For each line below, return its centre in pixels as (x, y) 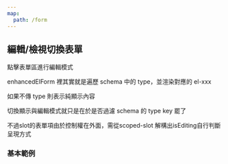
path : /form (30, 20)
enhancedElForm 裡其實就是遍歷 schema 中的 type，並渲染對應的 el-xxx (109, 82)
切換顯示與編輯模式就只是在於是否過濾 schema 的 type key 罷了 (97, 111)
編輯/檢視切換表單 (45, 49)
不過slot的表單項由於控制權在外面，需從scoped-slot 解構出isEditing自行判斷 (114, 126)
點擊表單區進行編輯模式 (40, 67)
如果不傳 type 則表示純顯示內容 (51, 96)
